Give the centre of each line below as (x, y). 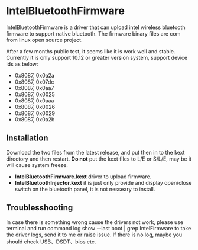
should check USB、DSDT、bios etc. (51, 242)
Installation (27, 138)
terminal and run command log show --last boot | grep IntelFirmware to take (99, 228)
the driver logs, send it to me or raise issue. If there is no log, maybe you (94, 235)
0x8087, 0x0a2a (35, 75)
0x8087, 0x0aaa (34, 100)
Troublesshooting (40, 208)
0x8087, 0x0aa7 (34, 88)
